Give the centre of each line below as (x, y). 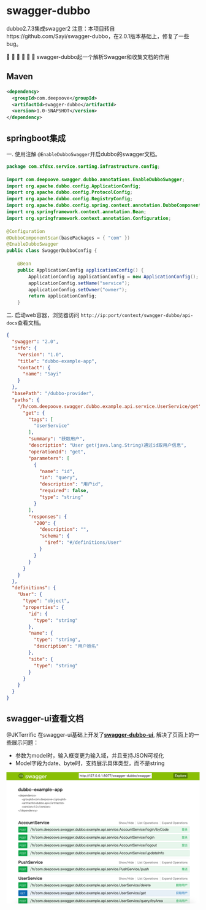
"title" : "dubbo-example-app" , (57, 361)
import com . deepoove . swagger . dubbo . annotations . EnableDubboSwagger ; (96, 179)
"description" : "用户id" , (71, 484)
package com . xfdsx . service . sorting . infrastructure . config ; (83, 167)
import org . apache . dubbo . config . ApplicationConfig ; (74, 186)
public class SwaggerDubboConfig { (52, 251)
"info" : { (24, 348)
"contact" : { (34, 367)
